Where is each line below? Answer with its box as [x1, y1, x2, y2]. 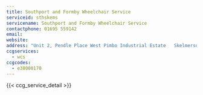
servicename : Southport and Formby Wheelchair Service [6, 20, 147, 26]
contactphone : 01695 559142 [6, 25, 77, 32]
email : [6, 31, 23, 38]
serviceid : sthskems [6, 15, 59, 21]
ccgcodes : [6, 59, 31, 65]
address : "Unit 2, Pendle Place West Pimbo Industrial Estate [6, 43, 166, 49]
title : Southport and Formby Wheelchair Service [6, 8, 131, 15]
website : [6, 37, 28, 43]
